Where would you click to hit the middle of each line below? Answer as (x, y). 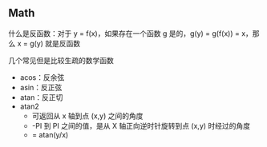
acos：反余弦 (42, 77)
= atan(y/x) (50, 134)
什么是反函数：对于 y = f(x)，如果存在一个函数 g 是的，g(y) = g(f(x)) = (124, 33)
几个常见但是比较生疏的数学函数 (61, 60)
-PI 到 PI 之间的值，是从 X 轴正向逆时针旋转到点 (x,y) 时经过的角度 (141, 125)
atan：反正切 (41, 97)
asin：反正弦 (41, 87)
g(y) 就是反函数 (55, 43)
